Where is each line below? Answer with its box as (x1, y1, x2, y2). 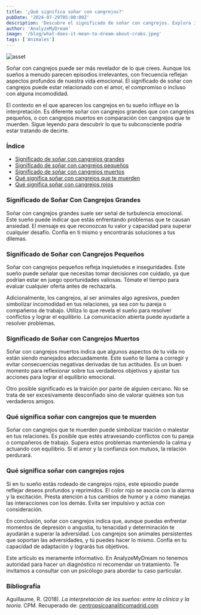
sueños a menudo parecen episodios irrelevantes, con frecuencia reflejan (6, 71, 188, 78)
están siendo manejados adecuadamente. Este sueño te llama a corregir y (6, 354, 188, 362)
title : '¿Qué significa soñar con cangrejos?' (6, 8, 124, 15)
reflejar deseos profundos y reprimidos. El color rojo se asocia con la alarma (6, 486, 194, 494)
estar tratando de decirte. (6, 127, 69, 134)
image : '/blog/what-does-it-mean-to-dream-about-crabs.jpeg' (6, 31, 162, 37)
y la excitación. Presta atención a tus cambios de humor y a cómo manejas (6, 493, 190, 500)
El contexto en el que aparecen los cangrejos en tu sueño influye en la (6, 102, 179, 108)
